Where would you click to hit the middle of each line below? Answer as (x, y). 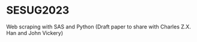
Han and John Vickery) (35, 33)
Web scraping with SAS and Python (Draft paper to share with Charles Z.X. (98, 27)
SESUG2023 (38, 10)
